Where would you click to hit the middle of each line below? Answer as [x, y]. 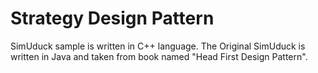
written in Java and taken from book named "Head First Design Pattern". [159, 56]
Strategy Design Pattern [112, 18]
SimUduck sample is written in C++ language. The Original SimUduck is [158, 46]
